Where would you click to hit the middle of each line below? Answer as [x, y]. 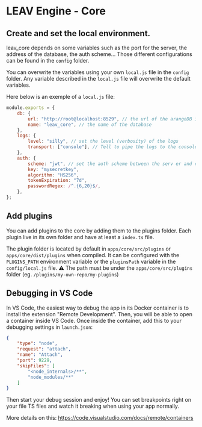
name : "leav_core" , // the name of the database [90, 125]
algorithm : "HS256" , [54, 175]
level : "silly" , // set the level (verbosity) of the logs [103, 142]
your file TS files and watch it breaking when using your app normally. [93, 406]
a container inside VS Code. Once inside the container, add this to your [94, 320]
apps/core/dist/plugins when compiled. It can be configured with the [93, 255]
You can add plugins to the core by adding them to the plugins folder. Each [99, 231]
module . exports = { [31, 108]
